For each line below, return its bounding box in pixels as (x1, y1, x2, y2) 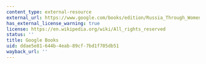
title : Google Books (6, 37, 59, 43)
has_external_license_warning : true (6, 20, 100, 26)
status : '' (6, 32, 34, 38)
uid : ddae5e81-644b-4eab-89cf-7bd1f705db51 (6, 43, 120, 49)
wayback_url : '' (6, 49, 48, 55)
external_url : (6, 15, 43, 21)
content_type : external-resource (6, 9, 92, 15)
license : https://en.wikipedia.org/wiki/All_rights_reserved (6, 26, 166, 32)
